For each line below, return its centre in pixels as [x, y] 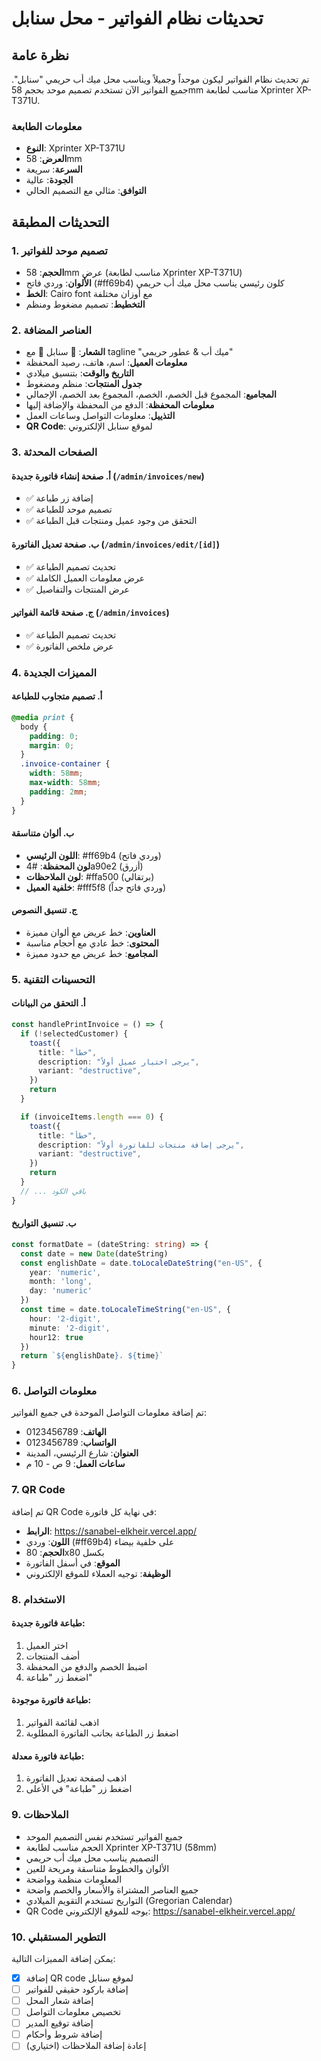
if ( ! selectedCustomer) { [74, 1033]
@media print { [43, 717]
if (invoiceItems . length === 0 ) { [92, 1117]
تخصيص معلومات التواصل [73, 2012]
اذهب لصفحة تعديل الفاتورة [76, 1778]
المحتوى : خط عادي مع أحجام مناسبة [92, 943]
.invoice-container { [65, 764]
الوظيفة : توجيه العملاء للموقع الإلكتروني [98, 1573]
